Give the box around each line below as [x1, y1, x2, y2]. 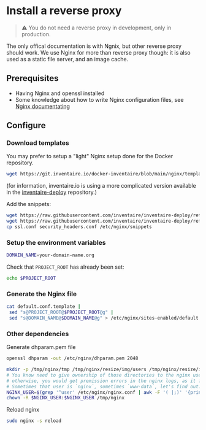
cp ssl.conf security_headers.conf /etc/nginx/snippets [6, 224, 152, 230]
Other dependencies [6, 329, 69, 338]
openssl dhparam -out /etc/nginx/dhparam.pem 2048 [6, 355, 139, 362]
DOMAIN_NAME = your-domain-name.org [6, 252, 95, 258]
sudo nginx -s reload [6, 418, 62, 424]
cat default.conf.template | [6, 304, 81, 310]
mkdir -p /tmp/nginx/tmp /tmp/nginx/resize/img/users [6, 366, 147, 373]
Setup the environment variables [6, 238, 106, 247]
